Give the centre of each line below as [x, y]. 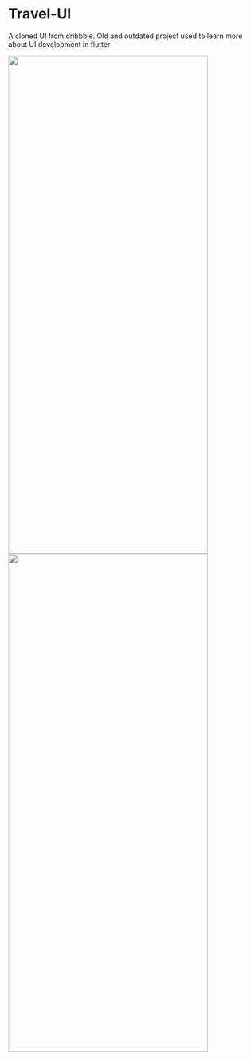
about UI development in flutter [59, 44]
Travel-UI [40, 14]
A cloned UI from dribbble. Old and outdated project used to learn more [125, 36]
